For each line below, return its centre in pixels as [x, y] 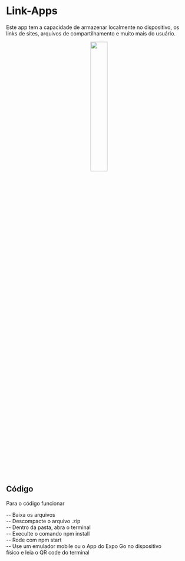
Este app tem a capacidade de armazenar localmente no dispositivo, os [93, 27]
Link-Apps [32, 11]
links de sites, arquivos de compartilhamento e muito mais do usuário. [91, 33]
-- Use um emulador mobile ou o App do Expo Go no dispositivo [84, 546]
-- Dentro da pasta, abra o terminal [49, 527]
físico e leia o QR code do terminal [48, 552]
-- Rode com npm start [34, 540]
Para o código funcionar [35, 503]
